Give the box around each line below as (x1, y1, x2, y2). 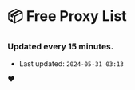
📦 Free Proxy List (7, 7, 127, 25)
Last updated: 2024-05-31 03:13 (18, 59, 125, 68)
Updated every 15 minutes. (7, 41, 114, 53)
